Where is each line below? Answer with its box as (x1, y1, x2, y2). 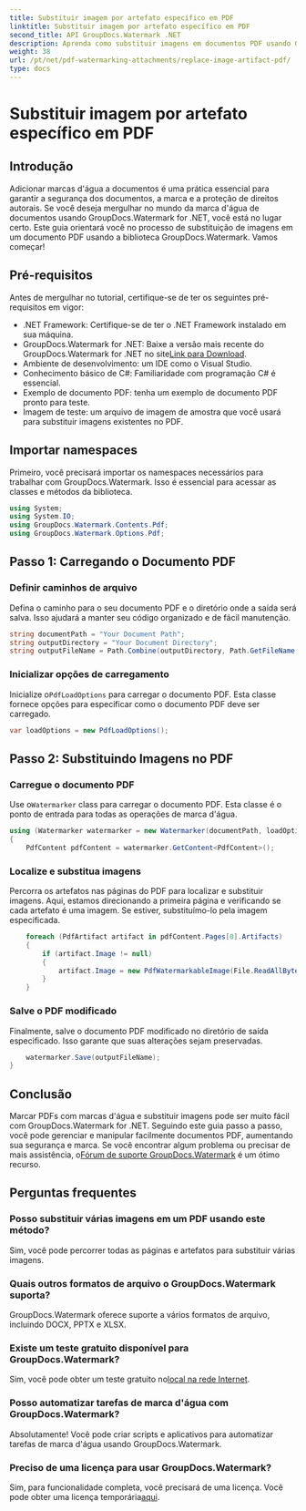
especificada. (9, 915, 61, 926)
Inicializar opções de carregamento (9, 668, 170, 681)
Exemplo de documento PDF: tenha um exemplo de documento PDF (22, 386, 278, 397)
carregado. (9, 708, 52, 719)
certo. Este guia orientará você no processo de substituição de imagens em (9, 221, 293, 232)
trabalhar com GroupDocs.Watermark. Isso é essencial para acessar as (9, 476, 277, 488)
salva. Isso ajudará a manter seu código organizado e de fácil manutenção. (9, 612, 291, 622)
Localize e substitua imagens (9, 865, 141, 878)
